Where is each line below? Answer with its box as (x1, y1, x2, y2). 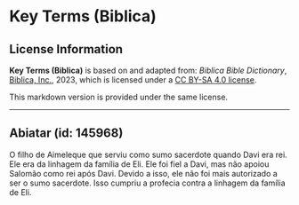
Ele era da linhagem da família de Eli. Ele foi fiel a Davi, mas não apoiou (9, 158, 270, 170)
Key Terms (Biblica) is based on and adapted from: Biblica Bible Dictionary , (9, 65, 287, 75)
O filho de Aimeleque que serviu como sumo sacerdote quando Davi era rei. (9, 149, 287, 160)
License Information (9, 42, 123, 57)
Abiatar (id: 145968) (9, 126, 124, 141)
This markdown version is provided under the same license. (9, 91, 229, 102)
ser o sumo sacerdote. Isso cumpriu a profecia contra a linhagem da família (9, 177, 287, 188)
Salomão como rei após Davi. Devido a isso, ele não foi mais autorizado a (9, 168, 278, 178)
